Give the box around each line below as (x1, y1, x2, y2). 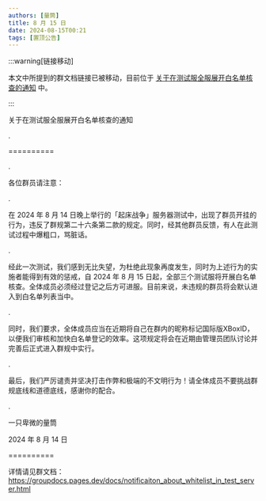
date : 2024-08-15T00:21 (8, 26, 87, 34)
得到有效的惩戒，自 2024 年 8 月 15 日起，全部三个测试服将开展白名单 (28, 272, 257, 282)
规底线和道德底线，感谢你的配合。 (8, 385, 120, 396)
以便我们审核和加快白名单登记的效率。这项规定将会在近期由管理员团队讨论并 (8, 334, 258, 343)
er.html (8, 484, 32, 494)
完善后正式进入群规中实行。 (8, 343, 99, 353)
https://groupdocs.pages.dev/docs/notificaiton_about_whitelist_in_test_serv (8, 476, 255, 485)
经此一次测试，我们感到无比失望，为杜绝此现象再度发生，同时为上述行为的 (8, 262, 251, 271)
